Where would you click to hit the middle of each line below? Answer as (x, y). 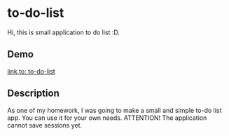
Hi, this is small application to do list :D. (64, 32)
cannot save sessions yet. (45, 125)
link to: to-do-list (31, 71)
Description (33, 94)
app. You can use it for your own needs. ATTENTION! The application (107, 118)
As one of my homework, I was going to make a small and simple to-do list (114, 110)
